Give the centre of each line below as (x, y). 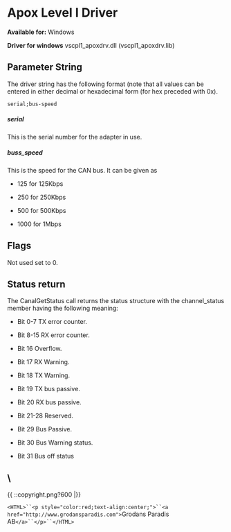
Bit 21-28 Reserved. (45, 416)
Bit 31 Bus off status (46, 456)
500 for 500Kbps (41, 210)
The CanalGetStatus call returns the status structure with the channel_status (116, 301)
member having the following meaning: (63, 308)
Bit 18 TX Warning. (44, 375)
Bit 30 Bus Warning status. (55, 443)
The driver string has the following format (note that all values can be (105, 84)
